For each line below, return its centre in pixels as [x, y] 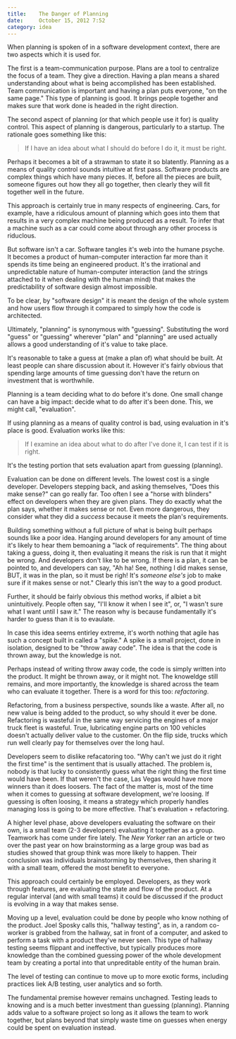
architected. [25, 316]
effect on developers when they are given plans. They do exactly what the [115, 502]
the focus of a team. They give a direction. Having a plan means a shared [113, 76]
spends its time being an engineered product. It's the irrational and [104, 264]
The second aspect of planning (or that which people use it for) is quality [113, 119]
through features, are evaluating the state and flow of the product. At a [110, 889]
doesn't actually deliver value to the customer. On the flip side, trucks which [118, 735]
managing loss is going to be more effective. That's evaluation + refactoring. [118, 809]
